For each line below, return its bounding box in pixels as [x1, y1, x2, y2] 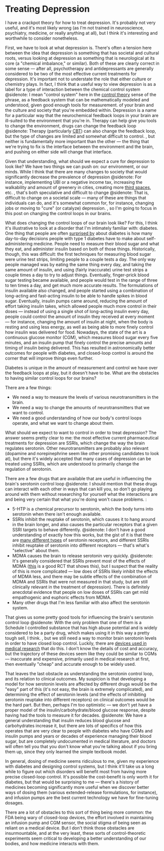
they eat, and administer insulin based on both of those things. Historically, [5, 246, 156, 252]
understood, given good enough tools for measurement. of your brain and [5, 102, 154, 108]
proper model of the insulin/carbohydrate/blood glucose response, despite [5, 707, 156, 713]
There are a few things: [5, 385, 52, 390]
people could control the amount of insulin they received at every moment [5, 314, 154, 319]
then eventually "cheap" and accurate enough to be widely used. [5, 661, 136, 667]
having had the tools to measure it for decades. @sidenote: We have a [5, 712, 147, 718]
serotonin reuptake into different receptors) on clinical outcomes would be [5, 697, 155, 703]
